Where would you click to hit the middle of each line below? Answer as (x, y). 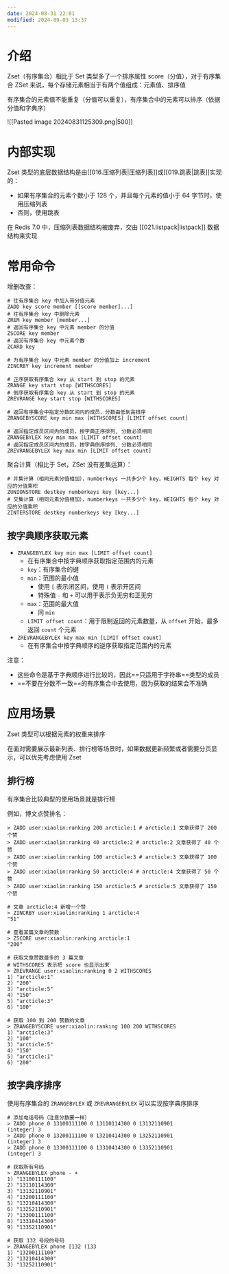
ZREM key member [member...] (49, 321)
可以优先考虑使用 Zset (50, 757)
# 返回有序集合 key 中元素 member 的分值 (61, 327)
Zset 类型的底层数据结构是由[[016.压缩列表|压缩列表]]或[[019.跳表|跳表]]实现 (114, 172)
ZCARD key (21, 347)
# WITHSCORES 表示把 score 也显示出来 (58, 965)
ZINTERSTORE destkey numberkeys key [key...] (73, 513)
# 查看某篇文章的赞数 (33, 932)
